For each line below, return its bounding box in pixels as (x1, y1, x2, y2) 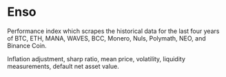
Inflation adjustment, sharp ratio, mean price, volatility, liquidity (7, 54, 186, 63)
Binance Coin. (7, 41, 47, 49)
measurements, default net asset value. (7, 62, 119, 70)
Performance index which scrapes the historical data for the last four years (7, 27, 220, 35)
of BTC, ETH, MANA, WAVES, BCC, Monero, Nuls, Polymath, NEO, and (7, 34, 207, 42)
